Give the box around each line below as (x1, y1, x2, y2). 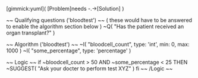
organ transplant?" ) (6, 29, 55, 36)
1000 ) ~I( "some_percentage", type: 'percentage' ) (6, 47, 131, 54)
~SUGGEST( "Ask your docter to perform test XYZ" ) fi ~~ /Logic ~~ (6, 65, 173, 72)
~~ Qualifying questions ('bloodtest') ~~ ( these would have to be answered (6, 17, 192, 23)
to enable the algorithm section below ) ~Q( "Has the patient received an (6, 23, 184, 30)
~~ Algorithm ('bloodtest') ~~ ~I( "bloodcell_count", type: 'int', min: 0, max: (6, 41, 190, 48)
